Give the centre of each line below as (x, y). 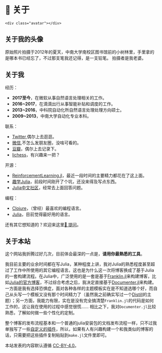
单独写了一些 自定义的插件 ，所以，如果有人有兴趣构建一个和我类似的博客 (77, 329)
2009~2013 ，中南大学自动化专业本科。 (52, 116)
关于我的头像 (24, 39)
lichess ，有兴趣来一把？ (36, 155)
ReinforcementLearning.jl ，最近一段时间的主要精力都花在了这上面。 (79, 175)
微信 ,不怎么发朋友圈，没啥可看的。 (46, 143)
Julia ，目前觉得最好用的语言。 (42, 214)
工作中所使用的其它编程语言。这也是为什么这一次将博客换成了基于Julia (84, 270)
